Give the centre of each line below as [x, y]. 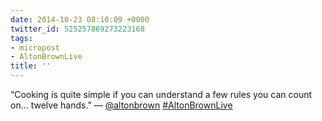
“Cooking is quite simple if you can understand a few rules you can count [161, 94]
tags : [21, 38]
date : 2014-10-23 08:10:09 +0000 [80, 19]
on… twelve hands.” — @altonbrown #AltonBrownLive [121, 105]
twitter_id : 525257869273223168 [77, 29]
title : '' [31, 66]
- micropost [35, 47]
